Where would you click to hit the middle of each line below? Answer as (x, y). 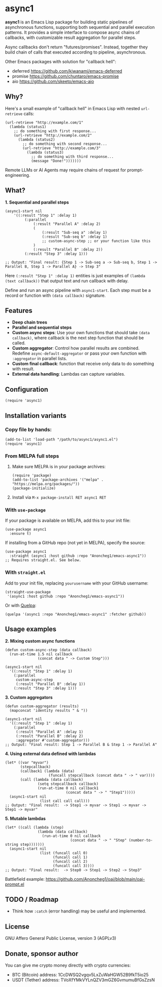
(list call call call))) (65, 801)
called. (19, 343)
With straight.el (25, 572)
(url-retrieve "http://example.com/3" (62, 148)
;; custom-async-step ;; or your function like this (96, 241)
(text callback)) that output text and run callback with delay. (67, 281)
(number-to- (141, 840)
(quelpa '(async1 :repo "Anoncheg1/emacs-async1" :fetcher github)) (76, 614)
